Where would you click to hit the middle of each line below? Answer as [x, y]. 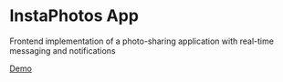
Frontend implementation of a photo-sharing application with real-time [141, 41]
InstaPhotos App [74, 16]
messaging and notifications [63, 50]
